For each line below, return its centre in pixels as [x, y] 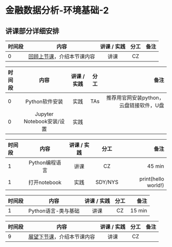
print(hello [152, 179]
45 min [156, 166]
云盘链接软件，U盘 [142, 105]
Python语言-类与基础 [54, 211]
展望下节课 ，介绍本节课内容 [62, 237]
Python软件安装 [44, 102]
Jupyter [44, 114]
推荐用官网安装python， [135, 98]
